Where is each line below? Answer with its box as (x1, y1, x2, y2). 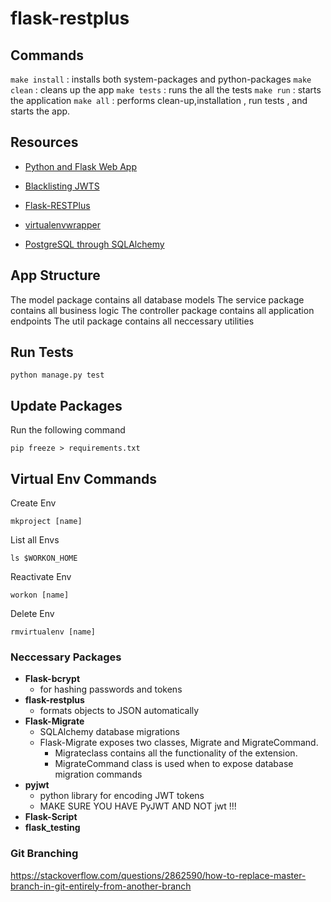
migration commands (54, 768, 143, 781)
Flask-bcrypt (24, 673, 81, 685)
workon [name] (10, 590, 70, 601)
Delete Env (10, 608, 55, 620)
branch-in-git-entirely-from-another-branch (10, 880, 192, 892)
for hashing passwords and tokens (39, 683, 183, 696)
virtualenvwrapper (24, 218, 101, 231)
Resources (10, 134, 79, 151)
